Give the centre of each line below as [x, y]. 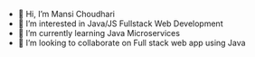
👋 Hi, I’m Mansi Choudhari [66, 14]
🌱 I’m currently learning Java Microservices [99, 33]
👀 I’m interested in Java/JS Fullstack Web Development [120, 24]
